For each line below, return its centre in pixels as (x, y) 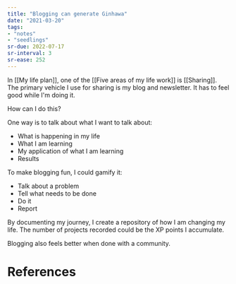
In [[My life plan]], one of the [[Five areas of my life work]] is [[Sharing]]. (112, 80)
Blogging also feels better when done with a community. (89, 243)
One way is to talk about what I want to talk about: (80, 122)
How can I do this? (34, 108)
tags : (15, 27)
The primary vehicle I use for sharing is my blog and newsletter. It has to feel (118, 87)
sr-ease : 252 (26, 60)
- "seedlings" (28, 40)
